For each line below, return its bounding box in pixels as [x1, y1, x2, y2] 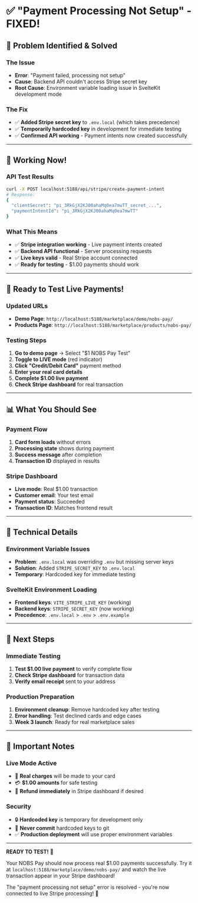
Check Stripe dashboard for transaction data [14, 672, 125, 679]
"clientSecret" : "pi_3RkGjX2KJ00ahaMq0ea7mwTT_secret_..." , [11, 203, 162, 209]
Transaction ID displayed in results [14, 457, 100, 465]
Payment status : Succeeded [14, 498, 85, 505]
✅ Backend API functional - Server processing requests [14, 248, 152, 255]
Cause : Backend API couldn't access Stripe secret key [14, 78, 147, 85]
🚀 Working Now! [6, 155, 67, 165]
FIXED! [6, 17, 40, 31]
